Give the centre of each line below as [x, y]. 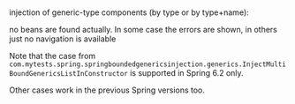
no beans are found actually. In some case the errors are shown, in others [144, 30]
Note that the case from [53, 56]
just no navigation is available [63, 39]
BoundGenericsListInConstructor [68, 74]
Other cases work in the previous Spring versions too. [107, 90]
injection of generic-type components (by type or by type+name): [129, 12]
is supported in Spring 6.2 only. [187, 73]
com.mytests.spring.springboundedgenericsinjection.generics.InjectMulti [148, 64]
